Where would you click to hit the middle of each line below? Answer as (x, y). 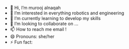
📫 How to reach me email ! (38, 29)
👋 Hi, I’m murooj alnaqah (35, 8)
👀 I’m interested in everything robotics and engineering (67, 13)
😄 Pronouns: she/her (32, 36)
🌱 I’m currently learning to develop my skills (55, 18)
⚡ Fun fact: (21, 42)
